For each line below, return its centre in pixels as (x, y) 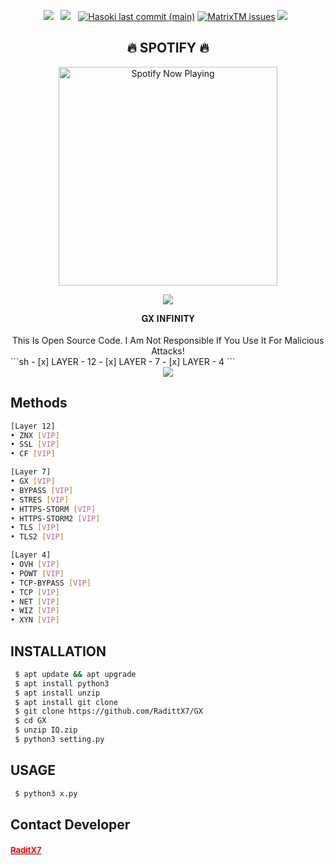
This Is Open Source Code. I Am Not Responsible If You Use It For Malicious (168, 340)
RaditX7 (26, 849)
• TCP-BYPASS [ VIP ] (51, 583)
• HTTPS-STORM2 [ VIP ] (55, 518)
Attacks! (168, 351)
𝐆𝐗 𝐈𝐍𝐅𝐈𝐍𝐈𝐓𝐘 (168, 318)
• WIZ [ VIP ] (35, 611)
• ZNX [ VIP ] (35, 435)
